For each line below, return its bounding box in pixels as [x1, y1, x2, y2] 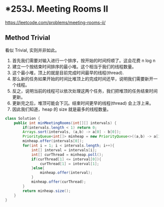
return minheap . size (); [22, 188, 71, 193]
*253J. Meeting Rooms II [5, 3, 108, 15]
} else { [31, 166, 45, 171]
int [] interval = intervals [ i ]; [31, 148, 97, 152]
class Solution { [5, 116, 41, 121]
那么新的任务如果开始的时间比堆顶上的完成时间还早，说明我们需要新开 [12, 75, 154, 81]
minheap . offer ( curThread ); [31, 179, 86, 184]
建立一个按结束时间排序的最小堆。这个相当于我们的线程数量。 [12, 63, 137, 69]
